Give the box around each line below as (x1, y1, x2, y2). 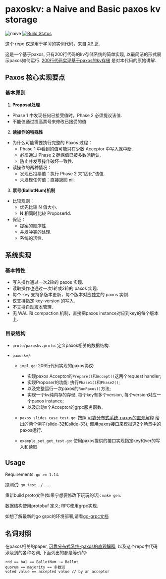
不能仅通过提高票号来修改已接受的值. (12, 118, 88, 125)
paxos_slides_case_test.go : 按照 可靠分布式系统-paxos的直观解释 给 (19, 414, 160, 420)
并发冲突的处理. (19, 229, 52, 235)
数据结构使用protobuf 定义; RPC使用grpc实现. (5, 503, 98, 509)
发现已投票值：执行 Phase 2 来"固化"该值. (19, 170, 105, 177)
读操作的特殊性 (12, 129, 43, 135)
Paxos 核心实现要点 (5, 73, 65, 82)
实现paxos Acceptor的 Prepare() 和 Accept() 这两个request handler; (27, 373, 162, 379)
